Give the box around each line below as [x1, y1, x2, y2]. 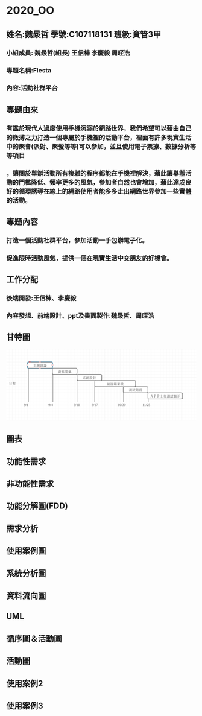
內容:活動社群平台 [6, 84, 58, 92]
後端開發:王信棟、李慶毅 [6, 294, 77, 302]
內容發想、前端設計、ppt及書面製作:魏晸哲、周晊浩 [6, 312, 154, 320]
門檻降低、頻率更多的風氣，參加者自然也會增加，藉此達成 [18, 178, 186, 186]
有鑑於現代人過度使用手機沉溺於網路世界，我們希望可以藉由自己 [6, 124, 192, 133]
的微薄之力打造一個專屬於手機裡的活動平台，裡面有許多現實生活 [6, 133, 192, 142]
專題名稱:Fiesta [6, 66, 52, 75]
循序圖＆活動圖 [6, 633, 62, 644]
